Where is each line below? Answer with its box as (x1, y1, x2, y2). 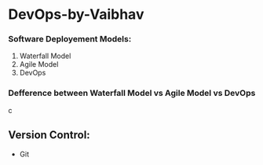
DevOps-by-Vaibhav (8, 5, 144, 24)
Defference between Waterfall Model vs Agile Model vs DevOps (8, 88, 256, 99)
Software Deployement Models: (8, 34, 132, 45)
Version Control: (8, 128, 90, 142)
